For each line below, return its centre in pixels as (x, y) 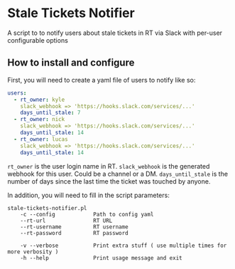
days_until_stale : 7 (50, 113)
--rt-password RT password (75, 233)
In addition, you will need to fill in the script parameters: (89, 195)
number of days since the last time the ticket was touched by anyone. (109, 181)
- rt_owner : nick (39, 120)
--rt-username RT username (75, 227)
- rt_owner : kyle (39, 100)
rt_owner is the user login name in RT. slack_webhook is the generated (109, 166)
